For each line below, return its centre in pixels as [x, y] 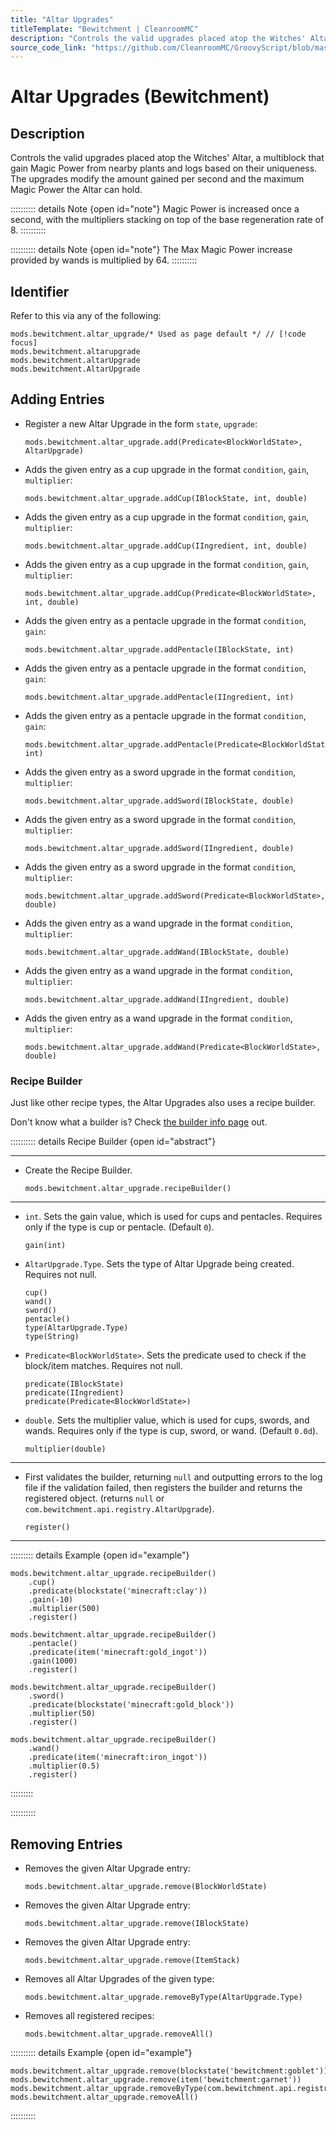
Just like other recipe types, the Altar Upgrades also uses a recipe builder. [163, 1103]
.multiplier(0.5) [64, 1766]
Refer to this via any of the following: [86, 316]
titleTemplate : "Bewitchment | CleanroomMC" [104, 29]
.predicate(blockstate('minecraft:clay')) [118, 1591]
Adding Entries [57, 399]
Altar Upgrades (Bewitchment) [140, 97]
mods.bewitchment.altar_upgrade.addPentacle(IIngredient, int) [159, 697]
